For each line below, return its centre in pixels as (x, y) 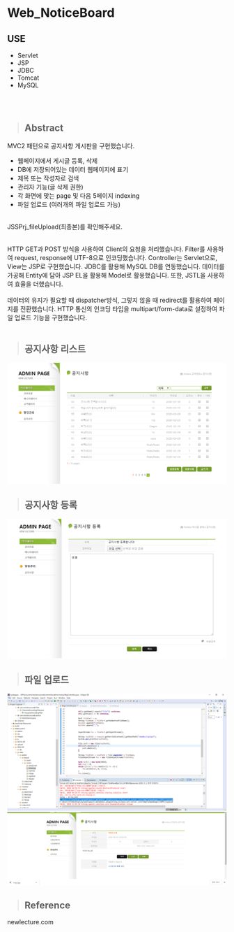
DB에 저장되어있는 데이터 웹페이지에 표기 (73, 169)
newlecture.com (30, 922)
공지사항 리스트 (55, 349)
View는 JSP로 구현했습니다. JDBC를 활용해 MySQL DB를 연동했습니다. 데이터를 (116, 266)
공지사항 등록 (51, 505)
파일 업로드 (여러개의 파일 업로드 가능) (69, 204)
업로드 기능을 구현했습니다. (51, 317)
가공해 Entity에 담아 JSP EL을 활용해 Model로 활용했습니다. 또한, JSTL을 (107, 275)
